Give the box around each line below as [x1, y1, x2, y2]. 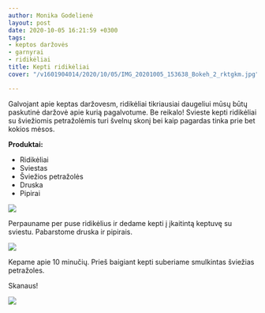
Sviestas [19, 163, 48, 172]
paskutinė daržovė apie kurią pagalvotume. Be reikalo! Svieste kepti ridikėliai [8, 107, 257, 117]
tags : [8, 33, 26, 42]
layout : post [8, 19, 51, 27]
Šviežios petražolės [19, 172, 84, 181]
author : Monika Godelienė [8, 11, 93, 20]
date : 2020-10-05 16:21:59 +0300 [8, 26, 118, 34]
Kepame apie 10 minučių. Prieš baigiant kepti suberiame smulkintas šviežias [8, 257, 255, 266]
